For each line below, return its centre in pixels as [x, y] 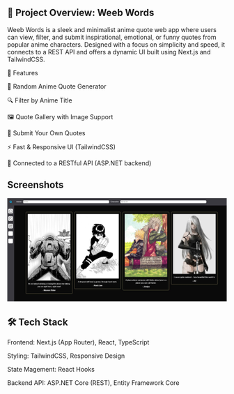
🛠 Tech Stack [38, 322]
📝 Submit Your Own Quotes [46, 132]
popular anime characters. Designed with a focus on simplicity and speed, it [116, 44]
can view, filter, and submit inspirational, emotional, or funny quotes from [112, 37]
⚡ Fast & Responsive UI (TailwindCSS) [62, 146]
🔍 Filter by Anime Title [40, 100]
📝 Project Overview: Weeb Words [81, 13]
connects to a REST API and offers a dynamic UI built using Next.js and [109, 52]
